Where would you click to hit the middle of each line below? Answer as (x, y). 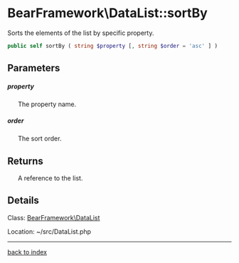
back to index (27, 252)
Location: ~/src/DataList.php (49, 231)
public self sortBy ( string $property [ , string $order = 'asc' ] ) (113, 46)
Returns (26, 161)
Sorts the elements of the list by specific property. (81, 33)
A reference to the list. (50, 178)
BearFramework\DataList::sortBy (107, 13)
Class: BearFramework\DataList (54, 217)
